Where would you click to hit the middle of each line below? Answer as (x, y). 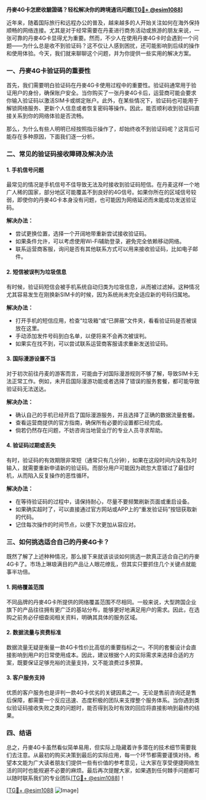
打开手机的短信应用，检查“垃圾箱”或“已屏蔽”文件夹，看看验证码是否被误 (106, 320)
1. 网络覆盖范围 (25, 587)
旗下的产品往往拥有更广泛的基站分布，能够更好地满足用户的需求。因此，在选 (103, 609)
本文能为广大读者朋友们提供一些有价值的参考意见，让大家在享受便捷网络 (103, 763)
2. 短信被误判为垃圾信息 (36, 272)
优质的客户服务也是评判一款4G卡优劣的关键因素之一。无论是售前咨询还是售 (101, 692)
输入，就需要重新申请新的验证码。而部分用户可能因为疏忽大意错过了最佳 (97, 468)
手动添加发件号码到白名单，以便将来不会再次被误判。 (82, 336)
